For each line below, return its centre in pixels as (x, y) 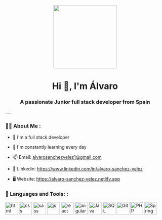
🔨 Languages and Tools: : (37, 194)
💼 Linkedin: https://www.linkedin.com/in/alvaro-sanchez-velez (78, 168)
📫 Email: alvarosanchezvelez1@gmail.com (57, 157)
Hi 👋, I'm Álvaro (85, 86)
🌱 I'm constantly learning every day (50, 147)
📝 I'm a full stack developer (41, 137)
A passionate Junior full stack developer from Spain (85, 102)
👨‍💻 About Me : (23, 126)
